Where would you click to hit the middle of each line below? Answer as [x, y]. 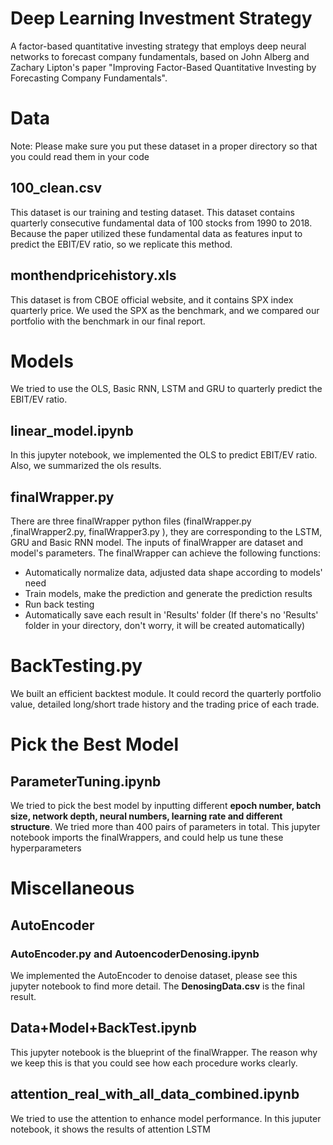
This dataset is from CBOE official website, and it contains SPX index [152, 299]
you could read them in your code [80, 156]
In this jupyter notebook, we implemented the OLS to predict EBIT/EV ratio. [164, 455]
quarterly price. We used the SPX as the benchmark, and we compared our [165, 310]
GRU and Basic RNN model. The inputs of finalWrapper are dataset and [156, 543]
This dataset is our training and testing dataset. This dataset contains [152, 212]
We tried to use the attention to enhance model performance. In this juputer [166, 1118]
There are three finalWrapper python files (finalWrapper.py [131, 521]
